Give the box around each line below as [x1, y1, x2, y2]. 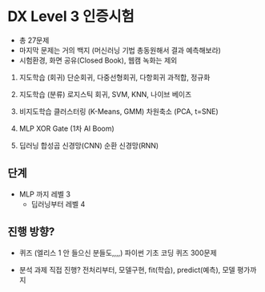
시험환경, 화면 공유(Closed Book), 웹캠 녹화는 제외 [18, 55, 178, 65]
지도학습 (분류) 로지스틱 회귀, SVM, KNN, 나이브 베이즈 [18, 89, 192, 99]
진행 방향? [7, 225, 55, 239]
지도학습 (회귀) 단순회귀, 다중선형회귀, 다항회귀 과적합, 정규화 [18, 72, 211, 82]
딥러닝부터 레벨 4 [30, 199, 86, 209]
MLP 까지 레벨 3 [18, 189, 71, 199]
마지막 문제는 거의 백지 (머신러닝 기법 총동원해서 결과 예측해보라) [18, 45, 222, 55]
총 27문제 [18, 35, 50, 45]
